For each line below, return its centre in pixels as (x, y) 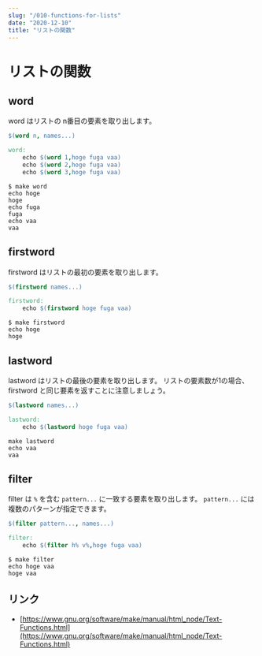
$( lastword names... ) (44, 405)
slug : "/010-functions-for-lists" (65, 15)
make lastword (31, 441)
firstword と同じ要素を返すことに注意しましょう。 (89, 390)
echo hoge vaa (31, 567)
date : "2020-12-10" (40, 23)
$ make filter (31, 560)
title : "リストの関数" (42, 30)
